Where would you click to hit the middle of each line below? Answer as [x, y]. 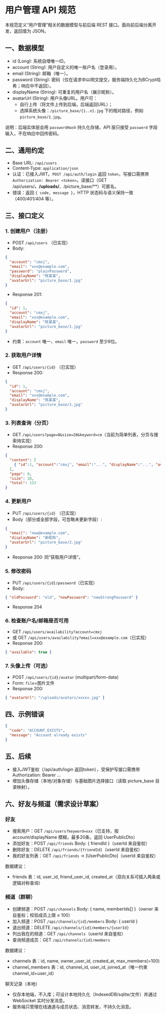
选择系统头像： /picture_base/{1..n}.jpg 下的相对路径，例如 [82, 110]
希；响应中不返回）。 [33, 86]
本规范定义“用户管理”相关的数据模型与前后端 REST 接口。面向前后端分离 [79, 25]
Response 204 [27, 607]
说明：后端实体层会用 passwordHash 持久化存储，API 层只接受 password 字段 [82, 127]
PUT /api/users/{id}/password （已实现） [55, 583]
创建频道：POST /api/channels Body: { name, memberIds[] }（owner [83, 909]
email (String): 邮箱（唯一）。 [41, 73]
